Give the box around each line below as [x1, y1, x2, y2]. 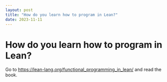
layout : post [5, 7, 33, 13]
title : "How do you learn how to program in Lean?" [5, 12, 118, 17]
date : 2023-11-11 [5, 17, 43, 22]
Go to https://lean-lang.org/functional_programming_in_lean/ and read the [5, 67, 162, 73]
